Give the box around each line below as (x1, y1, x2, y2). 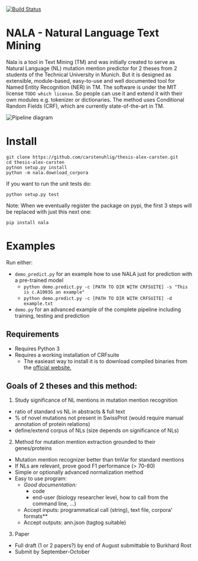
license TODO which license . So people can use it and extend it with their (6, 89, 183, 97)
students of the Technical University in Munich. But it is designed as (6, 71, 171, 78)
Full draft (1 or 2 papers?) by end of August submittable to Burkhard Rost (14, 542, 192, 549)
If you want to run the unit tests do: (6, 180, 92, 187)
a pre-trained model (14, 276, 64, 283)
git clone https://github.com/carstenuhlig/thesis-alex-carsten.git (6, 154, 178, 160)
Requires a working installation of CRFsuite (14, 351, 119, 358)
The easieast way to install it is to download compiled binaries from (23, 357, 188, 365)
